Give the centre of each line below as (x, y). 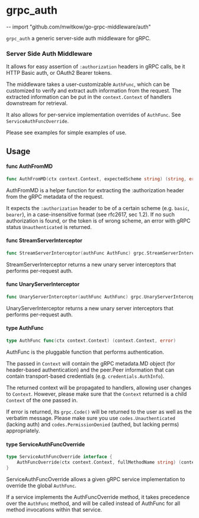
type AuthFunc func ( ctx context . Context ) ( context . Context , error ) (91, 341)
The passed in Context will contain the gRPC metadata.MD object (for (91, 363)
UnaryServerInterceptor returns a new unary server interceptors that (90, 308)
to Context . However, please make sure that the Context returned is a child (97, 394)
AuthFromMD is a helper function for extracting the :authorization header (95, 190)
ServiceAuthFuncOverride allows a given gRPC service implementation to (96, 479)
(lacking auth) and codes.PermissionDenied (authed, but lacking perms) (93, 424)
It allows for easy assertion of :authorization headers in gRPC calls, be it (96, 66)
